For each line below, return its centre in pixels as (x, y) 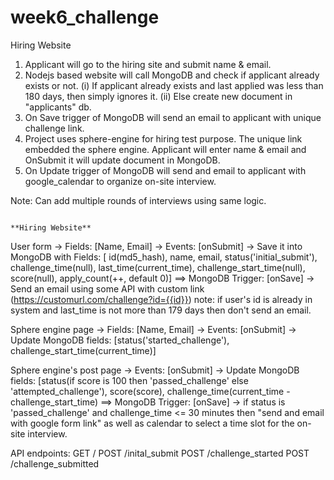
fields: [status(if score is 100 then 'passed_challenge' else (129, 380)
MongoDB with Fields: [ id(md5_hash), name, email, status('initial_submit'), (164, 257)
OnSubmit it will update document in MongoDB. (122, 160)
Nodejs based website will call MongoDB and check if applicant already (172, 75)
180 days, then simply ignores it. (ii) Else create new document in (158, 96)
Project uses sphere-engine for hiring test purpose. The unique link (163, 138)
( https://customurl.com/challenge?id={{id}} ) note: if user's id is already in (161, 299)
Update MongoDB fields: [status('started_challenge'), (120, 340)
